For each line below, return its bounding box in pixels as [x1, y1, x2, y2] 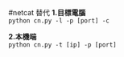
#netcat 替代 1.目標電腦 [8, 8, 86, 17]
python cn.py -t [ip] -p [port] [8, 41, 117, 49]
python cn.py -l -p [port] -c [8, 17, 110, 25]
